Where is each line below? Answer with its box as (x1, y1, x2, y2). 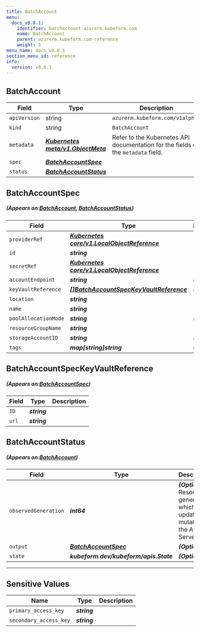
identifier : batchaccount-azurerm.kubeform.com (17, 25, 137, 32)
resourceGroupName (9, 324, 61, 332)
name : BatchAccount (17, 31, 65, 37)
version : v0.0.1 (11, 64, 52, 70)
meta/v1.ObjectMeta (45, 144, 106, 153)
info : (6, 58, 20, 64)
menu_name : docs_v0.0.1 (6, 48, 65, 54)
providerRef (9, 236, 43, 243)
